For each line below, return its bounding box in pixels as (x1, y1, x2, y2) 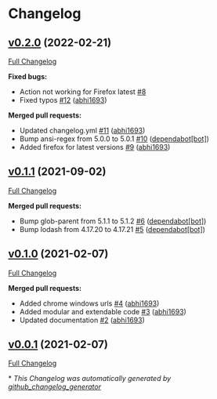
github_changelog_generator (8, 382, 102, 392)
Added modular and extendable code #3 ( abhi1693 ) (19, 307, 186, 316)
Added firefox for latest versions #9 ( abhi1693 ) (19, 143, 171, 151)
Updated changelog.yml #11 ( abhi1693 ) (19, 126, 146, 135)
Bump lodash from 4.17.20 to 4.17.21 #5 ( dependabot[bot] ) (19, 224, 206, 234)
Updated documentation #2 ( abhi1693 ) (19, 315, 145, 325)
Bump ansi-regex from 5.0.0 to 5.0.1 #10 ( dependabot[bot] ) (19, 134, 210, 143)
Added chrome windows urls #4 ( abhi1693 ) (19, 299, 160, 308)
